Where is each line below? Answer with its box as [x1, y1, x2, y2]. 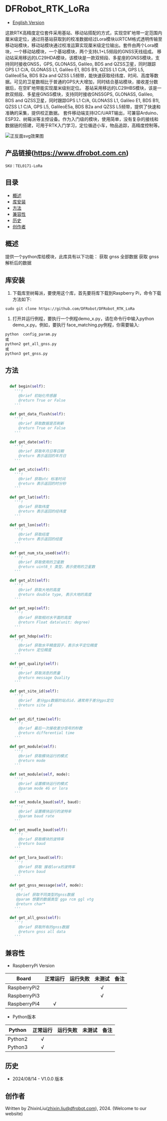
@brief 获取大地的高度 [18, 587, 61, 592]
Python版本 [12, 1013, 36, 1020]
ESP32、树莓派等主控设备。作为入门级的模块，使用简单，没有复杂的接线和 [5, 116, 159, 122]
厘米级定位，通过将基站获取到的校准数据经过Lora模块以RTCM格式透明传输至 [5, 36, 163, 42]
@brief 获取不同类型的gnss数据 [16, 892, 75, 897]
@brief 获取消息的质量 [18, 670, 61, 676]
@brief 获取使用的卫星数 [18, 560, 64, 565]
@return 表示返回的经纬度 [18, 509, 66, 514]
